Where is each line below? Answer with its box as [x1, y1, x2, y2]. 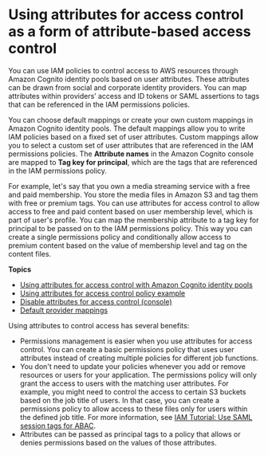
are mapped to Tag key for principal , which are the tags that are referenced [8, 157, 258, 167]
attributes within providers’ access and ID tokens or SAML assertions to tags [8, 91, 260, 100]
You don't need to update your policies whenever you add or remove [19, 361, 246, 371]
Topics [8, 265, 32, 274]
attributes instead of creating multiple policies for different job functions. [19, 353, 258, 363]
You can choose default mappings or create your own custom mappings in [8, 115, 254, 124]
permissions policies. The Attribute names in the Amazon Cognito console [8, 149, 254, 159]
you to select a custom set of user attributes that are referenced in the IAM [8, 140, 254, 150]
